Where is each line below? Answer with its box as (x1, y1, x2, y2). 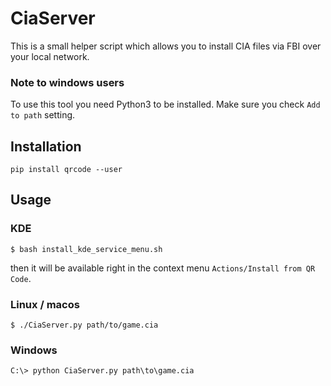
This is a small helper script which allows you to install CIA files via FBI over (10, 40, 322, 52)
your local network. (10, 50, 90, 62)
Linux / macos (10, 297, 80, 311)
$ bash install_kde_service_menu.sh (10, 244, 163, 254)
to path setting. (10, 109, 76, 121)
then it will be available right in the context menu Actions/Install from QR (10, 262, 316, 274)
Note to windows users (10, 75, 125, 89)
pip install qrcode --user (10, 165, 123, 175)
